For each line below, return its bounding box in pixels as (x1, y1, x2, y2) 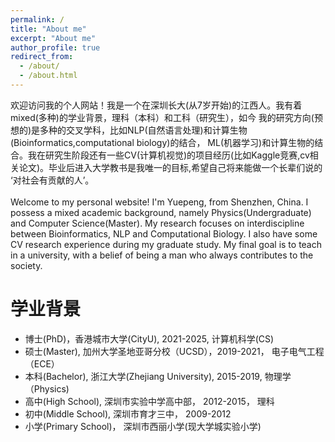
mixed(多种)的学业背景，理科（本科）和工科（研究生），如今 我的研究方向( (10, 111, 315, 123)
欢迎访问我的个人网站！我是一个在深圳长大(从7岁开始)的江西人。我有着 (10, 99, 303, 111)
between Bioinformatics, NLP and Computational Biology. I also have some (10, 227, 318, 240)
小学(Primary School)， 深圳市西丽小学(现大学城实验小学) (24, 420, 262, 432)
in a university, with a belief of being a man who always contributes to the (10, 249, 314, 261)
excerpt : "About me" (10, 33, 97, 43)
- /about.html (19, 71, 78, 81)
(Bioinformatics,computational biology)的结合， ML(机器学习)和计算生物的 (10, 136, 315, 148)
